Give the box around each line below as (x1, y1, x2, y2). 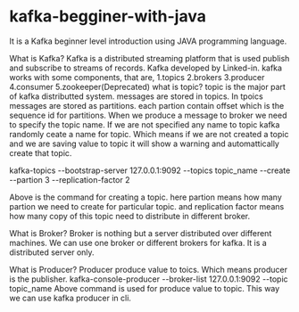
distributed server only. (9, 247, 96, 258)
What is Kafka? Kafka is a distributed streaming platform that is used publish (9, 53, 290, 63)
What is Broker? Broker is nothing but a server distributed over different (9, 227, 272, 238)
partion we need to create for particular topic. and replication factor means (9, 201, 285, 211)
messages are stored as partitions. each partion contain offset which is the (9, 100, 285, 111)
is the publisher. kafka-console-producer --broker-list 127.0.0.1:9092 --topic (9, 274, 288, 284)
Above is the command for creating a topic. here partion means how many (9, 192, 283, 202)
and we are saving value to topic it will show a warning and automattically (9, 138, 279, 149)
